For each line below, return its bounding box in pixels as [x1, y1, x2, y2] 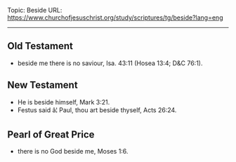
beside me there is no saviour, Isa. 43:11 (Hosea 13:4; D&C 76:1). [17, 59, 203, 67]
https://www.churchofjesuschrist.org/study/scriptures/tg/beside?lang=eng [7, 13, 223, 22]
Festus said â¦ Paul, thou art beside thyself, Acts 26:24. [17, 105, 177, 114]
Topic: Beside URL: [7, 6, 63, 14]
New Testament [7, 79, 79, 91]
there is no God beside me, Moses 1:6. [17, 147, 129, 156]
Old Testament [7, 40, 74, 52]
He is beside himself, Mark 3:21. [17, 97, 110, 106]
